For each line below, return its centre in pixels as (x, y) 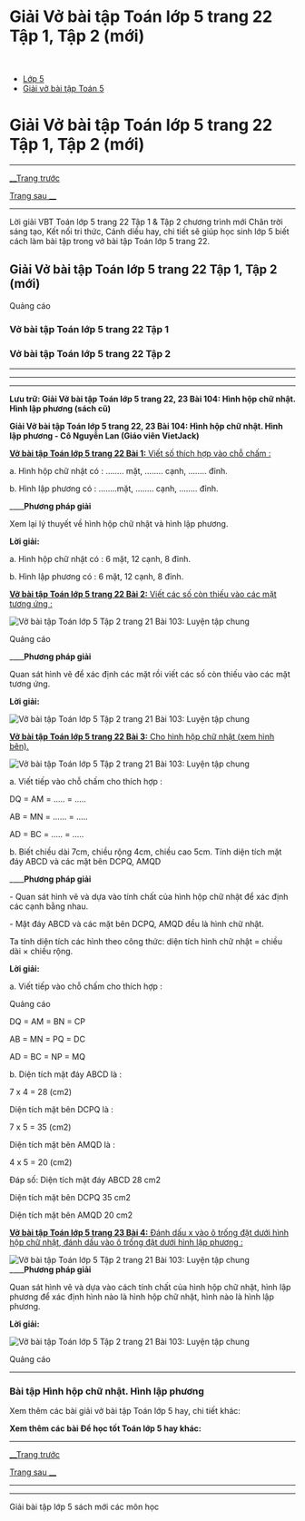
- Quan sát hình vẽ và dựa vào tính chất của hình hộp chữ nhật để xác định (149, 896)
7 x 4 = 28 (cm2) (41, 1091)
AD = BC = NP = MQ (48, 1056)
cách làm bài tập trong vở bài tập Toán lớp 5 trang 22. (110, 241)
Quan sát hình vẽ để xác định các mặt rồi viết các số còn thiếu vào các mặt (150, 674)
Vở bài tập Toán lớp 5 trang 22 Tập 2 (90, 353)
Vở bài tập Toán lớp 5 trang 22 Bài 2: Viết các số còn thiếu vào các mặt (143, 594)
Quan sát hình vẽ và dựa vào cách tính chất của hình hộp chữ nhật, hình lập (150, 1287)
